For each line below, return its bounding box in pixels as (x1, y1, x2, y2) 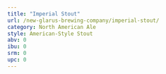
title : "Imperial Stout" (7, 10, 81, 18)
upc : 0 (7, 56, 27, 63)
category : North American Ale (7, 23, 97, 30)
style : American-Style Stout (7, 30, 93, 37)
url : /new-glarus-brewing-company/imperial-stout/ (7, 17, 160, 24)
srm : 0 (7, 50, 27, 57)
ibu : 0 (7, 43, 27, 50)
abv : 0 (7, 37, 27, 44)
